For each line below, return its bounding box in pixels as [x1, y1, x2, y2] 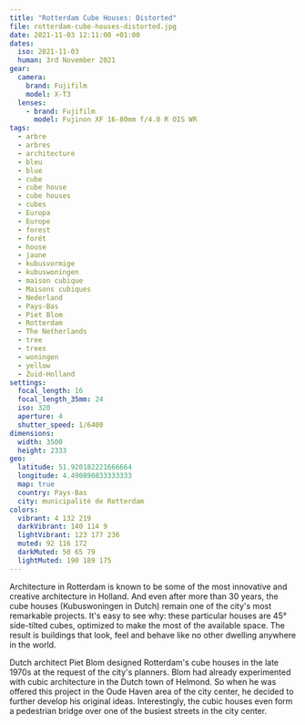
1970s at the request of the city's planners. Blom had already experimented [9, 667, 291, 678]
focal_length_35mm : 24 [17, 395, 104, 404]
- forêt [17, 233, 47, 243]
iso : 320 [17, 403, 51, 413]
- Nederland [17, 293, 64, 302]
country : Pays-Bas [17, 488, 88, 497]
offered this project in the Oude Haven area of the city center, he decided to [9, 686, 294, 697]
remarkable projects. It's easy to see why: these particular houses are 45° [9, 610, 287, 621]
